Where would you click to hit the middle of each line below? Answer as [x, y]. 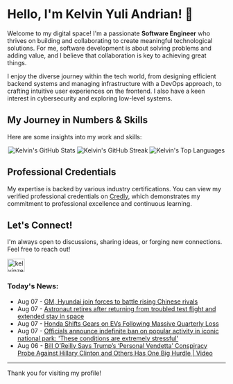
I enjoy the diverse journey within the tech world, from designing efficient [112, 76]
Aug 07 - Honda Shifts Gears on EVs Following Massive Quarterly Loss [118, 323]
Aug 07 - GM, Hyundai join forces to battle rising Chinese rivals [107, 302]
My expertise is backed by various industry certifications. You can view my [114, 189]
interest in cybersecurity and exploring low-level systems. [90, 98]
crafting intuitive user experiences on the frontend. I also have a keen [106, 91]
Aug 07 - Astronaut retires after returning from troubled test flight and [116, 308]
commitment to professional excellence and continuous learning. [100, 203]
